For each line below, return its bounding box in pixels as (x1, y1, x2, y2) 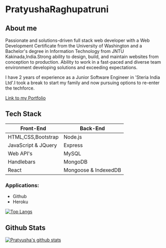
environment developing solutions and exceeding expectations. (5, 65, 138, 70)
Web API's (8, 150, 33, 157)
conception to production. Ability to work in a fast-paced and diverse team (5, 59, 161, 65)
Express (63, 142, 83, 149)
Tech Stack (5, 109, 42, 118)
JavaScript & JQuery (8, 142, 57, 149)
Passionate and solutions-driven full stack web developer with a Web (5, 37, 150, 43)
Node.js (63, 133, 82, 141)
